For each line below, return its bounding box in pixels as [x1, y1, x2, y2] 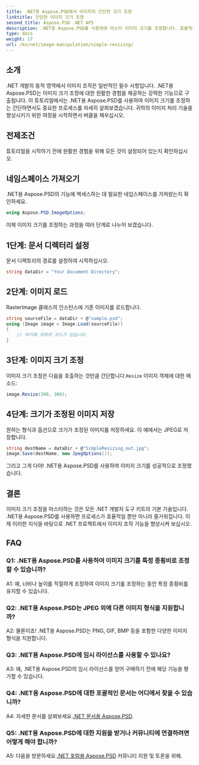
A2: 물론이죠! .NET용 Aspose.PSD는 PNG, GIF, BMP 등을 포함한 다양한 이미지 [6, 627, 188, 634]
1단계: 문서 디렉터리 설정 [6, 240, 90, 250]
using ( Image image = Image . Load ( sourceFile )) [6, 321, 123, 327]
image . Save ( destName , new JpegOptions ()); [6, 451, 113, 457]
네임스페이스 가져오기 [6, 173, 80, 184]
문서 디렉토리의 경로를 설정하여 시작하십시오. [6, 257, 110, 264]
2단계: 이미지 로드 [6, 287, 68, 297]
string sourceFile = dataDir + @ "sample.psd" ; [6, 315, 123, 322]
